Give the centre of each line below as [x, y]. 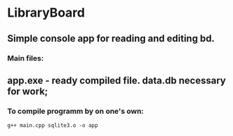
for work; [28, 91]
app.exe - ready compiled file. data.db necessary [116, 80]
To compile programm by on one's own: [76, 111]
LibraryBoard [46, 13]
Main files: [25, 58]
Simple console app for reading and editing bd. [111, 39]
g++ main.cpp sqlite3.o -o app [53, 126]
